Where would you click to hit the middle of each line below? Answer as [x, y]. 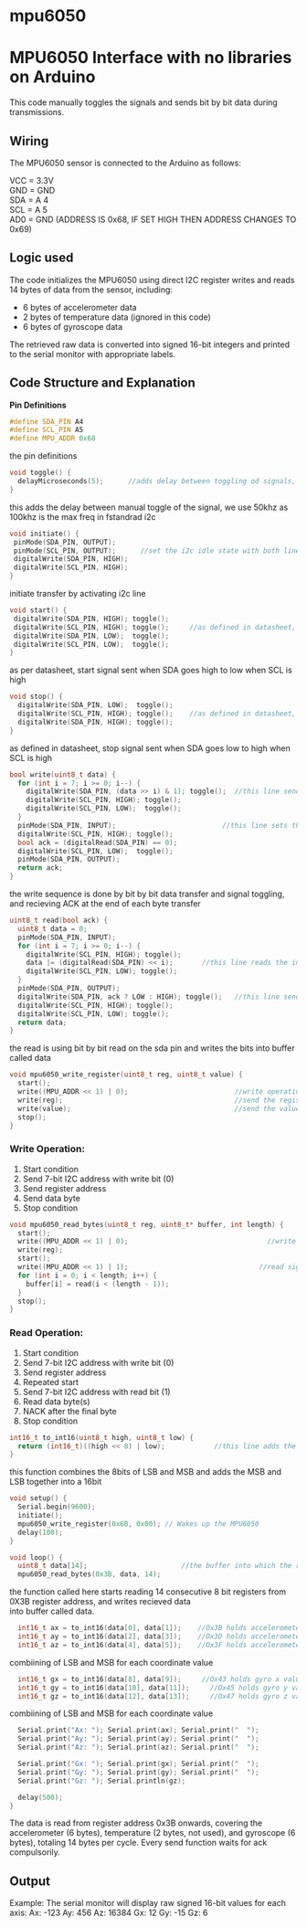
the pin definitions [43, 456]
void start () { [38, 610]
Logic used [42, 258]
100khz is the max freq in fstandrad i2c [83, 516]
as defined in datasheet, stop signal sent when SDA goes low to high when [150, 748]
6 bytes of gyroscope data [73, 326]
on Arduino [53, 77]
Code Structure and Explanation [102, 383]
